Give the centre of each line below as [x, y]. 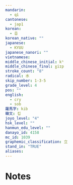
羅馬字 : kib [17, 109]
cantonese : [17, 19]
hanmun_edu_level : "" [28, 128]
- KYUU [17, 48]
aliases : [14, 152]
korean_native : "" [24, 39]
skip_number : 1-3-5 [26, 81]
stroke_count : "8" [24, 71]
